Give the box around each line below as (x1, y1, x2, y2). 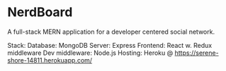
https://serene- (174, 49, 219, 57)
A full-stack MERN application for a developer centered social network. (7, 27, 215, 36)
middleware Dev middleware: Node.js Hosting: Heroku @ (7, 49, 174, 57)
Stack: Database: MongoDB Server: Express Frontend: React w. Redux (7, 41, 213, 49)
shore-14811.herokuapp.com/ (7, 56, 93, 64)
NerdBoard (7, 4, 73, 20)
